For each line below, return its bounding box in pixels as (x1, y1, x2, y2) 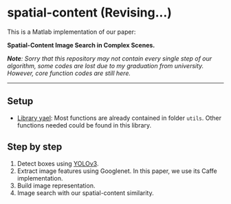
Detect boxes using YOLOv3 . (16, 159, 99, 167)
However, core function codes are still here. (7, 69, 131, 77)
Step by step (7, 141, 63, 153)
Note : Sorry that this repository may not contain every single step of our (7, 54, 212, 63)
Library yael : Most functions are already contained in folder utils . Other (16, 114, 222, 122)
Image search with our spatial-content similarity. (16, 188, 154, 197)
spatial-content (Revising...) (7, 5, 172, 21)
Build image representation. (16, 181, 96, 190)
